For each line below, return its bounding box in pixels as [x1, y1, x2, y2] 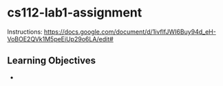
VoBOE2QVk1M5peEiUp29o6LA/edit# [7, 34, 114, 43]
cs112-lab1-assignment [7, 5, 142, 21]
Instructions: [7, 28, 43, 36]
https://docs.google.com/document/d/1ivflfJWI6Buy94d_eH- [43, 28, 217, 36]
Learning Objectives [7, 55, 96, 67]
